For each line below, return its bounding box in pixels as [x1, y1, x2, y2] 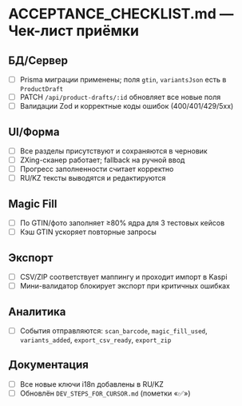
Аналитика [8, 304, 66, 318]
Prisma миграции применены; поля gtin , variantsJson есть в [19, 75, 227, 84]
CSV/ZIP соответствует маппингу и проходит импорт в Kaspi [19, 273, 228, 281]
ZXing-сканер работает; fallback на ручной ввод [19, 155, 185, 165]
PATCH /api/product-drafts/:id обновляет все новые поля [19, 93, 221, 102]
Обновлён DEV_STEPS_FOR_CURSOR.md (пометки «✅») [19, 388, 191, 398]
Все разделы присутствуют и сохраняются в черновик [19, 146, 208, 156]
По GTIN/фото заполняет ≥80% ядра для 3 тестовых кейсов [19, 218, 225, 228]
